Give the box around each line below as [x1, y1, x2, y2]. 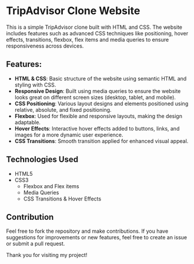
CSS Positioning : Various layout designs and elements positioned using [14, 100, 189, 107]
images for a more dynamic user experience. [14, 131, 123, 138]
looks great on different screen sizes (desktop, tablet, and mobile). [14, 93, 176, 101]
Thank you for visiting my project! [6, 252, 88, 259]
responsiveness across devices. [6, 42, 84, 49]
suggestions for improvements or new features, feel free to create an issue [6, 234, 187, 241]
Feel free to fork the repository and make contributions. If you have [6, 228, 169, 235]
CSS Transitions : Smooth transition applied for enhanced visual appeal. [14, 137, 189, 145]
